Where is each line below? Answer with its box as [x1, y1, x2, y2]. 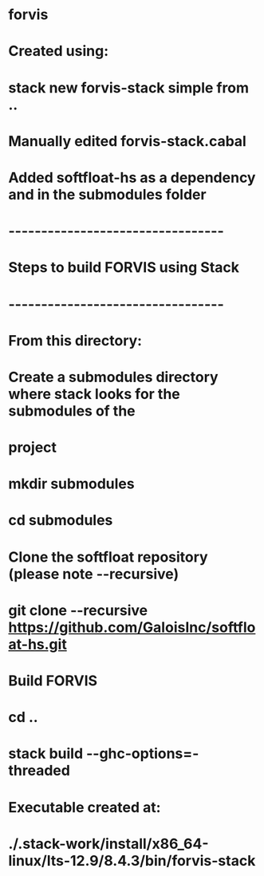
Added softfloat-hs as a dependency [8, 168, 256, 187]
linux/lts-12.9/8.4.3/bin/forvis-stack [8, 851, 256, 870]
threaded [8, 762, 70, 779]
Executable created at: [8, 798, 161, 816]
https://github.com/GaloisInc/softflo [8, 618, 256, 636]
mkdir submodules [8, 475, 135, 493]
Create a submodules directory [8, 368, 219, 386]
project [8, 439, 57, 456]
